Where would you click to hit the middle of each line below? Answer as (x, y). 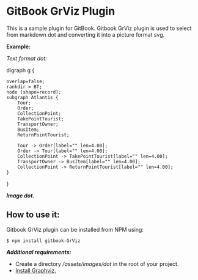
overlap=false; (26, 81)
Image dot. (20, 195)
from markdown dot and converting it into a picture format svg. (86, 34)
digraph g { (20, 70)
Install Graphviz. (35, 270)
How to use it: (33, 215)
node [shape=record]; (34, 92)
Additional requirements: (39, 252)
